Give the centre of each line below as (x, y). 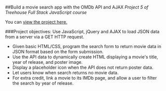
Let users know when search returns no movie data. (65, 73)
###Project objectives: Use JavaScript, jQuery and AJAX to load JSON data (82, 31)
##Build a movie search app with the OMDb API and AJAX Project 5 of (77, 7)
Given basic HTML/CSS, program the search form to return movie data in (87, 46)
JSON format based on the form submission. (58, 52)
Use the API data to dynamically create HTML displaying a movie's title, (85, 57)
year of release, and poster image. (47, 62)
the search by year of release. (43, 83)
